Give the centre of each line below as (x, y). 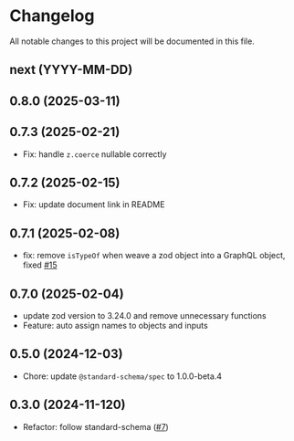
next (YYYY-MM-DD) (71, 70)
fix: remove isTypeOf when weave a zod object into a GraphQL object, (154, 256)
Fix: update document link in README (94, 205)
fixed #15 (40, 265)
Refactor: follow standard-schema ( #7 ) (95, 426)
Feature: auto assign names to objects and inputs (115, 325)
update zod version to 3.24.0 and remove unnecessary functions (144, 315)
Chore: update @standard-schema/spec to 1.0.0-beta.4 (122, 376)
